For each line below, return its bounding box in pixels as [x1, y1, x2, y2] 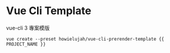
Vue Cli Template [6, 4, 92, 18]
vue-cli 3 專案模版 [6, 24, 50, 31]
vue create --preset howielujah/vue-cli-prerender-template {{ [6, 36, 165, 42]
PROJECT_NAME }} [6, 41, 46, 47]
